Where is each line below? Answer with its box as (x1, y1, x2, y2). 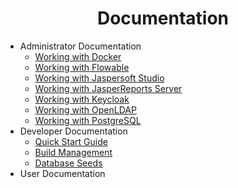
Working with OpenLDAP (34, 103, 137, 116)
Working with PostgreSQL (34, 114, 142, 126)
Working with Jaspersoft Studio (34, 72, 165, 84)
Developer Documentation (19, 125, 128, 137)
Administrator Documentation (19, 40, 142, 52)
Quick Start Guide (34, 135, 108, 147)
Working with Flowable (34, 61, 130, 73)
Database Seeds (34, 157, 103, 169)
